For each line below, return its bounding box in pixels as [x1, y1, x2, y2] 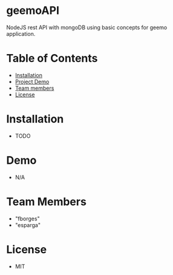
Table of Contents [6, 52, 98, 66]
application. [6, 30, 36, 37]
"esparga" [15, 221, 41, 228]
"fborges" [15, 215, 41, 222]
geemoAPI [6, 4, 59, 18]
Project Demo [15, 78, 50, 85]
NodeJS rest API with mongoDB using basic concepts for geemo [6, 24, 168, 31]
